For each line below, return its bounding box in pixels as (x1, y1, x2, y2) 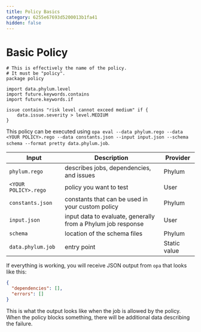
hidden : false (6, 20, 42, 26)
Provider (165, 153, 190, 162)
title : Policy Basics (6, 8, 60, 15)
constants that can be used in (65, 195, 148, 204)
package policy (6, 76, 44, 82)
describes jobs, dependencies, (65, 164, 151, 172)
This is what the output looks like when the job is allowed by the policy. (6, 307, 181, 314)
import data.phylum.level (6, 86, 71, 93)
